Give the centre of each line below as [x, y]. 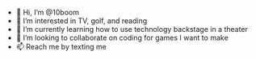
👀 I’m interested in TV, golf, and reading [82, 21]
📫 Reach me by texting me [61, 47]
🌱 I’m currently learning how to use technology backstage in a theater [132, 29]
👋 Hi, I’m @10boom [47, 12]
